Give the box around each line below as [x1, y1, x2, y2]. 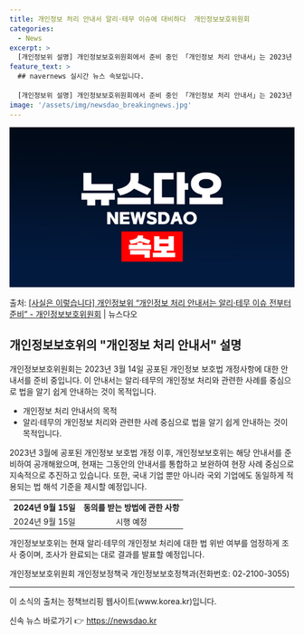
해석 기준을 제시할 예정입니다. [43, 480, 147, 492]
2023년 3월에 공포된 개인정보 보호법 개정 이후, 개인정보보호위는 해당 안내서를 [9, 447, 282, 458]
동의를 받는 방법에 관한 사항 [82, 502, 180, 513]
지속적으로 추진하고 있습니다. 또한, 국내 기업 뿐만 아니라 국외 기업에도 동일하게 [9, 469, 285, 480]
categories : [9, 24, 54, 33]
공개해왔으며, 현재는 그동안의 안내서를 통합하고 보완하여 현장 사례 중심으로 [33, 458, 295, 469]
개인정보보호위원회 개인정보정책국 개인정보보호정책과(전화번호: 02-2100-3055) [9, 568, 290, 579]
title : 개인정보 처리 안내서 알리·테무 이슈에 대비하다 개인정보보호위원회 [9, 14, 251, 24]
